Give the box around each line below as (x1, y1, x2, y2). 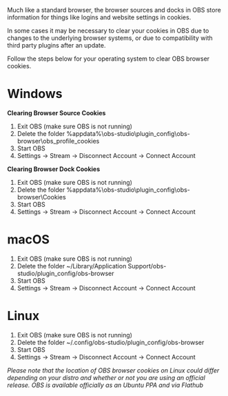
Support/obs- (127, 261, 167, 270)
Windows (7, 86, 63, 102)
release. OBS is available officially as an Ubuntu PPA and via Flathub (7, 381, 204, 389)
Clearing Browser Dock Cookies (7, 165, 101, 173)
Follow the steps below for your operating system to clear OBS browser (7, 55, 210, 63)
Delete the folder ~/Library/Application (17, 261, 127, 270)
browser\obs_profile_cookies (17, 137, 100, 145)
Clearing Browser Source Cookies (7, 108, 106, 117)
